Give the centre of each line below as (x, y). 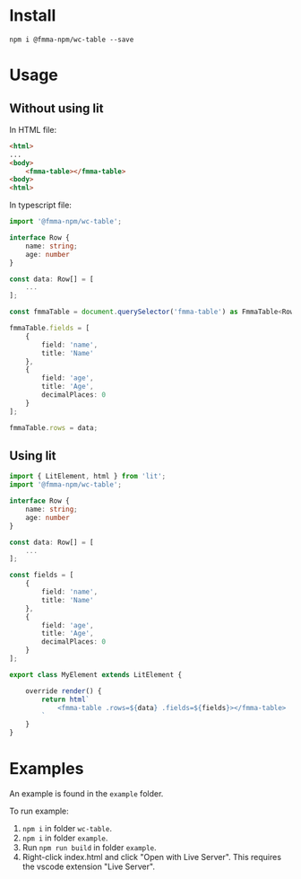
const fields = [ (42, 576)
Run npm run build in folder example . (89, 847)
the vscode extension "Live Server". (88, 866)
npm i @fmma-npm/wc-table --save (72, 40)
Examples (47, 769)
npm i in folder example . (65, 838)
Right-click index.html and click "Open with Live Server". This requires (152, 857)
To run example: (39, 811)
